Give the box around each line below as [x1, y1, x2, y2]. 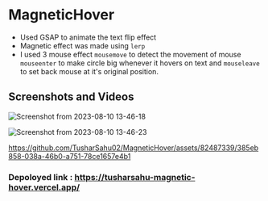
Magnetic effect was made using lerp [19, 40, 146, 50]
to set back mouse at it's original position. [19, 66, 159, 76]
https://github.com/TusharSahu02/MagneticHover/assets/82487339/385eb [8, 143, 259, 153]
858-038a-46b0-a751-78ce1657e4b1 [8, 151, 131, 161]
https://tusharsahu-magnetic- [74, 171, 196, 182]
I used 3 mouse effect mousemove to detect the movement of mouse [19, 49, 241, 59]
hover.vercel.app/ [8, 182, 80, 193]
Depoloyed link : [8, 171, 73, 182]
